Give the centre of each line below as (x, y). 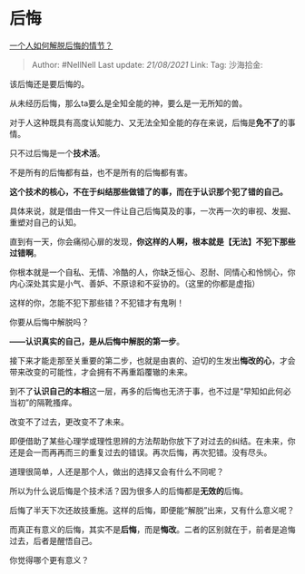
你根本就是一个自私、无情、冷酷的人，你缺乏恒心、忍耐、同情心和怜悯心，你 (152, 272)
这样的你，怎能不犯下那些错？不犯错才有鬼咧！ (97, 302)
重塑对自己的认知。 (45, 222)
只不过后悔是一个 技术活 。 (57, 153)
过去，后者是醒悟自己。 (53, 540)
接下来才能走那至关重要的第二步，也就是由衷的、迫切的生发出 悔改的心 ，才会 (152, 360)
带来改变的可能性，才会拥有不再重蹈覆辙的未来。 (101, 372)
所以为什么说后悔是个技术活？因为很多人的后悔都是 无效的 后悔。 (128, 491)
